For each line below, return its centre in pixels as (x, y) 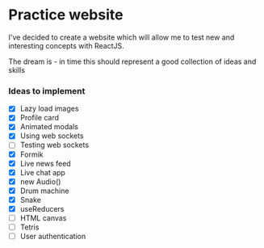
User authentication (53, 237)
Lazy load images (49, 109)
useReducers (42, 208)
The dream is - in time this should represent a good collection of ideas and (132, 61)
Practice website (66, 15)
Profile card (39, 118)
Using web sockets (52, 136)
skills (17, 69)
